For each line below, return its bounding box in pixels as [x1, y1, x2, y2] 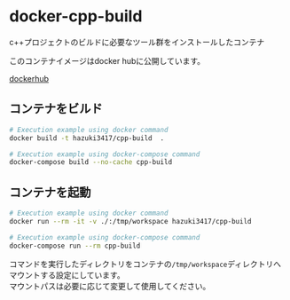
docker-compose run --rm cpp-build [9, 241, 141, 250]
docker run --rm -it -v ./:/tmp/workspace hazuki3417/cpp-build [9, 217, 252, 225]
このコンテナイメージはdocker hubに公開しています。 [9, 55, 206, 66]
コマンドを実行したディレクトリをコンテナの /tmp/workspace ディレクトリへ [9, 258, 282, 269]
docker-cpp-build [9, 6, 143, 27]
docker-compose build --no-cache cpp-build [9, 158, 173, 167]
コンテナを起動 [9, 185, 91, 200]
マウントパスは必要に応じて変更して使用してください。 [9, 280, 211, 291]
